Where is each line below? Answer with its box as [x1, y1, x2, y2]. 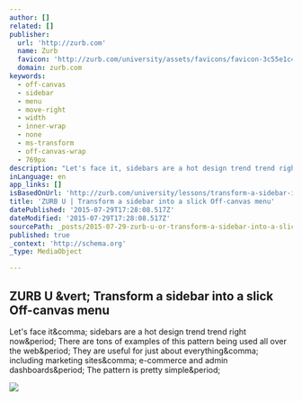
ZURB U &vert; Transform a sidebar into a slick [9, 289, 274, 304]
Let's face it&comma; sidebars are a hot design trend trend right [9, 325, 247, 337]
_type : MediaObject [9, 247, 83, 256]
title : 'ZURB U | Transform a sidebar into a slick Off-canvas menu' [9, 197, 276, 207]
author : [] [9, 13, 50, 22]
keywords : [9, 72, 47, 81]
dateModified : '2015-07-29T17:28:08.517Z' [9, 213, 171, 223]
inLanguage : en [9, 172, 67, 181]
